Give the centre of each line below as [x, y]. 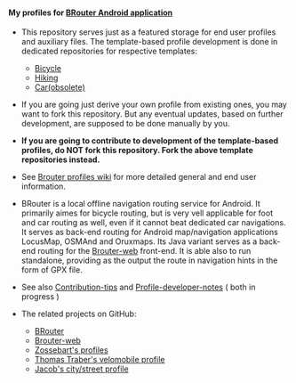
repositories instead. [60, 159]
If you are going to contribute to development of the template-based [150, 141]
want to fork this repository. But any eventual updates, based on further [152, 114]
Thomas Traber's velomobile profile [100, 360]
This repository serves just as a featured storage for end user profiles [148, 32]
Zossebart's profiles [71, 350]
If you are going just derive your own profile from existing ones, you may [154, 105]
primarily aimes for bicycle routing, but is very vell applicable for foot [147, 213]
